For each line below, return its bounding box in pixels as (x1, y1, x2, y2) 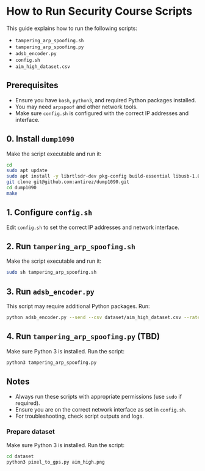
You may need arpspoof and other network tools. (15, 103, 138, 110)
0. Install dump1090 (6, 134, 74, 145)
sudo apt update (6, 167, 48, 174)
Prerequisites (6, 80, 59, 91)
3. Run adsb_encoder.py (6, 286, 95, 296)
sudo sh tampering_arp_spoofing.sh (6, 269, 97, 276)
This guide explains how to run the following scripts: (6, 24, 137, 32)
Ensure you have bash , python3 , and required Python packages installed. (15, 96, 196, 104)
